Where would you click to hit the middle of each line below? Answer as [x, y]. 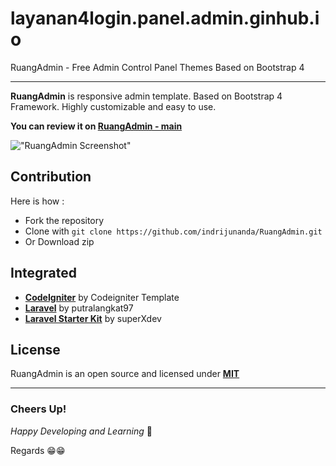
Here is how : [37, 201]
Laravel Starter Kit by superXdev [93, 318]
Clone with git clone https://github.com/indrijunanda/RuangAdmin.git [173, 231]
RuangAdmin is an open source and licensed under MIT [125, 374]
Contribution [51, 177]
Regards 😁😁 [38, 450]
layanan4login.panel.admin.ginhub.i [165, 18]
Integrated [43, 273]
